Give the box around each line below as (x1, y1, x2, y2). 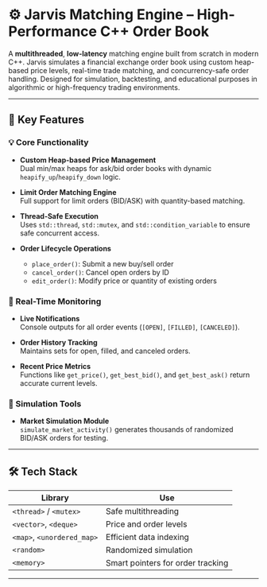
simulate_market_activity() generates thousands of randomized (19, 425, 234, 434)
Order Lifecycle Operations (19, 243, 111, 253)
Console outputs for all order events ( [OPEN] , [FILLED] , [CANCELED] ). (19, 322, 240, 332)
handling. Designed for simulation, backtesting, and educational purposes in (8, 74, 258, 84)
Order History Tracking (19, 337, 98, 347)
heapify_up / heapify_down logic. (19, 172, 122, 181)
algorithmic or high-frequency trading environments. (8, 82, 180, 92)
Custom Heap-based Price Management (19, 155, 157, 165)
